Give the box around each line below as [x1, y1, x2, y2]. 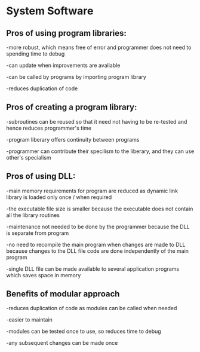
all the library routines [6, 211, 60, 219]
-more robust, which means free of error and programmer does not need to [6, 44, 192, 51]
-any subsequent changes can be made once [6, 339, 118, 347]
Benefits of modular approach [6, 289, 120, 299]
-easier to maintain [6, 316, 53, 323]
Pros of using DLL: [6, 172, 76, 182]
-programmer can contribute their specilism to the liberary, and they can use [6, 148, 195, 155]
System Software [6, 4, 94, 18]
